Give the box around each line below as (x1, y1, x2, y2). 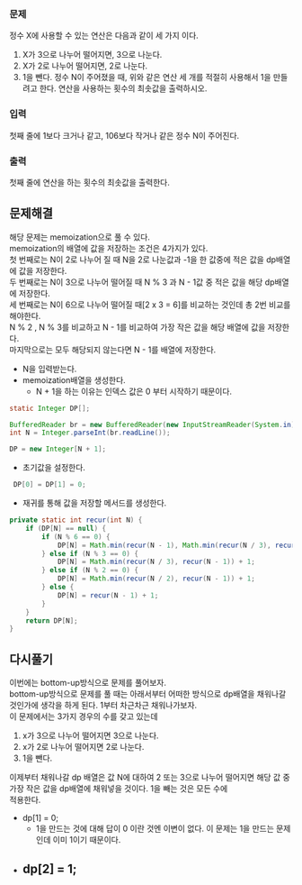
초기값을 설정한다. (22, 462, 85, 473)
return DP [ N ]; (25, 616, 78, 625)
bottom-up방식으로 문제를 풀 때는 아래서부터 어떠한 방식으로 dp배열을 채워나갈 (9, 689, 287, 699)
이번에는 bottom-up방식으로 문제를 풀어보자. (9, 678, 166, 689)
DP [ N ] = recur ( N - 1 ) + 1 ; (57, 590, 159, 600)
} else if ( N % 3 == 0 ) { (41, 549, 139, 558)
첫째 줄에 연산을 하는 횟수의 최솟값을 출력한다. (9, 177, 171, 187)
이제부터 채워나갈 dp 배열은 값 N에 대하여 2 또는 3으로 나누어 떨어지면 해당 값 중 (9, 772, 290, 783)
